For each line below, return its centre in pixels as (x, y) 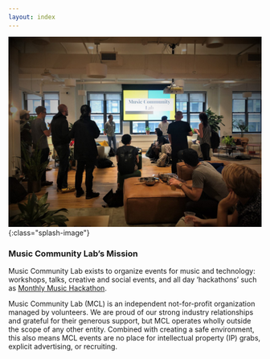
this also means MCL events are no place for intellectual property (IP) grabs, (135, 337)
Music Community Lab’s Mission (73, 254)
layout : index (32, 17)
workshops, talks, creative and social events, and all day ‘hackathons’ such (133, 279)
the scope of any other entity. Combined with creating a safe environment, (131, 329)
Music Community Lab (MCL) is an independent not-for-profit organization (132, 303)
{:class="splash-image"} (49, 233)
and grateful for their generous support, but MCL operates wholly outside (130, 320)
